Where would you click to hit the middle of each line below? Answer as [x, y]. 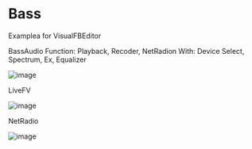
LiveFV [19, 90]
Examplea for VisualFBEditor [55, 36]
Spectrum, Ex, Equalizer [47, 59]
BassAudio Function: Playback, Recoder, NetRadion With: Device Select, [126, 51]
